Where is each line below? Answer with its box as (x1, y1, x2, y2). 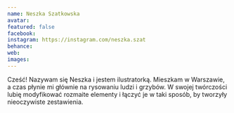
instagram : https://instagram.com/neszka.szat (7, 36, 146, 44)
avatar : (7, 17, 30, 24)
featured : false (7, 23, 55, 30)
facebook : (7, 29, 37, 37)
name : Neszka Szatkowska (7, 10, 80, 18)
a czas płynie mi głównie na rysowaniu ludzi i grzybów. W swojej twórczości (7, 82, 228, 91)
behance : (7, 43, 33, 50)
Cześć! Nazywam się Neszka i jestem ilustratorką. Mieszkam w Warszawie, (7, 75, 225, 84)
